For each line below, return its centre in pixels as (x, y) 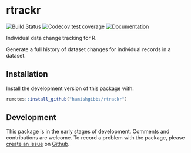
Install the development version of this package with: (70, 88)
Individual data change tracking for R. (51, 38)
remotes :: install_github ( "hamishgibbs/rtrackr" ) (67, 99)
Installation (27, 74)
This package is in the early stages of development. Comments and (88, 132)
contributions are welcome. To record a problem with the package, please (95, 138)
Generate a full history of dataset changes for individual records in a (89, 49)
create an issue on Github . (38, 144)
